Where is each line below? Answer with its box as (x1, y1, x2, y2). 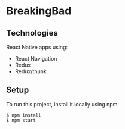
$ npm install (6, 112, 42, 118)
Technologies (6, 28, 59, 38)
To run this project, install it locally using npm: (6, 100, 120, 108)
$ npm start (6, 117, 36, 123)
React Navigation (14, 55, 57, 62)
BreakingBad (6, 4, 72, 18)
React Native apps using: (6, 43, 68, 51)
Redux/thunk (14, 68, 47, 75)
